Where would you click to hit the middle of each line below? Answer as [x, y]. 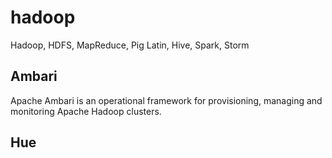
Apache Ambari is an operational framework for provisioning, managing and [166, 100]
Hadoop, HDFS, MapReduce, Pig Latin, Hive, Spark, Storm [130, 45]
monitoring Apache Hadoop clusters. [86, 111]
